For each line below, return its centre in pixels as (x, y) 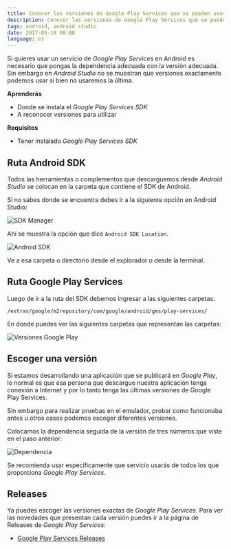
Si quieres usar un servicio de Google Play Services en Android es (101, 58)
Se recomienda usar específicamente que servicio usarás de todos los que (113, 465)
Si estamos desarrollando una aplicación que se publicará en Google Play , (112, 375)
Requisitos (23, 128)
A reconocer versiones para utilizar (67, 115)
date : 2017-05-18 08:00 (41, 33)
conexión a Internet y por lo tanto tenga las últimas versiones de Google (109, 390)
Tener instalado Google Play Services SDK (77, 141)
